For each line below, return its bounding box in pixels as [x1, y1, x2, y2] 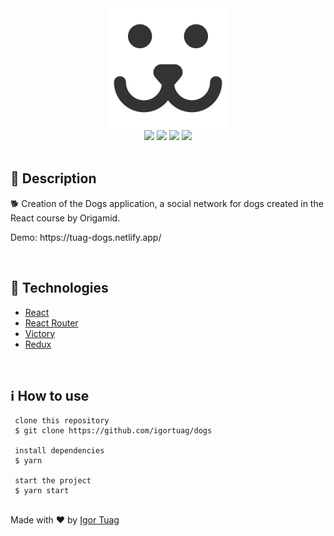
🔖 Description [10, 170, 97, 187]
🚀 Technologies [10, 280, 109, 297]
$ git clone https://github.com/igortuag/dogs [14, 426, 213, 436]
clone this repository [14, 416, 110, 426]
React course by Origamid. [10, 212, 121, 224]
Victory [24, 327, 56, 339]
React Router [24, 317, 79, 329]
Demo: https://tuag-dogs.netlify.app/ [10, 231, 162, 243]
